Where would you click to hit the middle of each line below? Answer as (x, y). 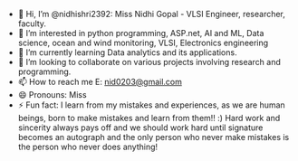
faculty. (32, 24)
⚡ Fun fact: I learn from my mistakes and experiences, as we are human (151, 105)
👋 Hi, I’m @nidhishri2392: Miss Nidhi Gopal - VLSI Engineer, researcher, (151, 14)
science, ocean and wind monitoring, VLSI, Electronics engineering (143, 43)
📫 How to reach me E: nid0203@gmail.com (100, 82)
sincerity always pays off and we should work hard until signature (140, 128)
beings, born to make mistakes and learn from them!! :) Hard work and (149, 118)
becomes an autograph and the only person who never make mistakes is (154, 137)
